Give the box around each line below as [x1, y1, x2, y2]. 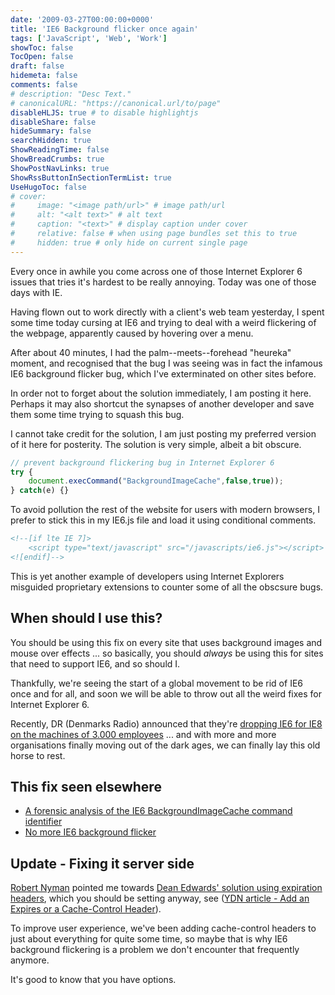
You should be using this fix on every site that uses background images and [10, 636, 323, 648]
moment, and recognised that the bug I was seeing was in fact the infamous [10, 357, 323, 369]
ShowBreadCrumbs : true [10, 154, 105, 164]
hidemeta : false [10, 71, 78, 81]
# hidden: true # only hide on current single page [10, 237, 248, 248]
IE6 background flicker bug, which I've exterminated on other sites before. [10, 367, 317, 380]
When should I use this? [10, 610, 163, 627]
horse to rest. [10, 749, 66, 761]
